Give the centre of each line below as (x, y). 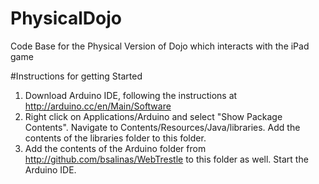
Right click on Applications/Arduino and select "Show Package (153, 116)
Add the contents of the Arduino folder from (115, 148)
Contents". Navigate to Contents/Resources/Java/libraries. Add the (162, 127)
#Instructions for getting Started (76, 76)
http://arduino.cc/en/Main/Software (98, 106)
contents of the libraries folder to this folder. (115, 138)
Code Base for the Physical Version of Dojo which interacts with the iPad (160, 46)
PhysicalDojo (66, 18)
